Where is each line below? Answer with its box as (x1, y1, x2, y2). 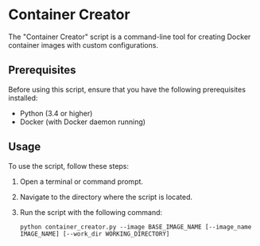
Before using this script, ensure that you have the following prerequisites (8, 84, 246, 94)
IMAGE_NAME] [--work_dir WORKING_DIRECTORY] (19, 229, 170, 238)
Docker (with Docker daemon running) (19, 117, 146, 127)
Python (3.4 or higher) (19, 108, 93, 118)
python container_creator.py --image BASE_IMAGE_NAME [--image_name (19, 223, 252, 231)
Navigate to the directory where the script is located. (19, 192, 193, 201)
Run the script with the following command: (19, 207, 163, 217)
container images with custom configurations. (8, 40, 159, 49)
